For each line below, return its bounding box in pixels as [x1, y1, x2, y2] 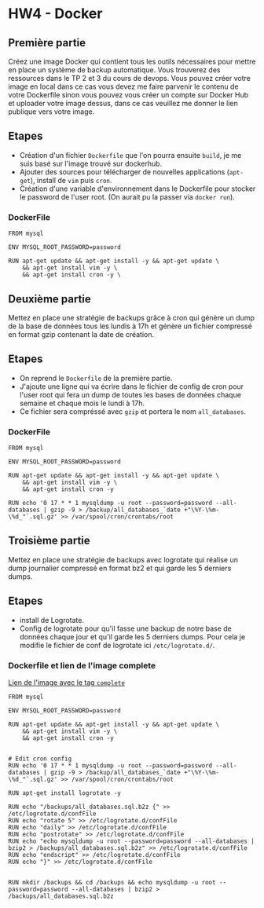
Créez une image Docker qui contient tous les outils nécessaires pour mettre [8, 57, 256, 66]
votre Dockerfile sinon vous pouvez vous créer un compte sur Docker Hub [8, 90, 249, 99]
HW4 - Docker [8, 5, 103, 23]
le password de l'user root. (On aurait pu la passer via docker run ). [19, 192, 236, 201]
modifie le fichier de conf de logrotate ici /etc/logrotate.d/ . [19, 640, 215, 650]
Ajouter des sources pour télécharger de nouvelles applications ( [19, 167, 230, 177]
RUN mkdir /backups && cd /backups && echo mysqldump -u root [8, 878, 216, 886]
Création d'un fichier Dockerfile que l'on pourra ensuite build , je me [19, 150, 242, 159]
